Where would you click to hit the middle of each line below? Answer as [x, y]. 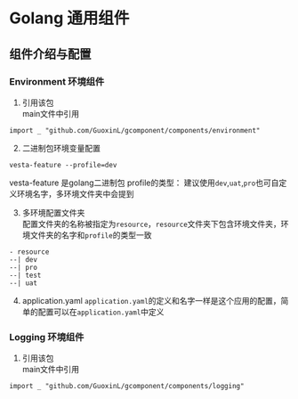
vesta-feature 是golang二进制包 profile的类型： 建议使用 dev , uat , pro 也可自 [144, 183]
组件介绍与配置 [50, 54]
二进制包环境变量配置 [61, 148]
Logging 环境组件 [47, 337]
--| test [25, 275]
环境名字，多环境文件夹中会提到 [75, 193]
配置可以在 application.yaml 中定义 [101, 312]
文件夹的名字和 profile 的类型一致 [91, 235]
